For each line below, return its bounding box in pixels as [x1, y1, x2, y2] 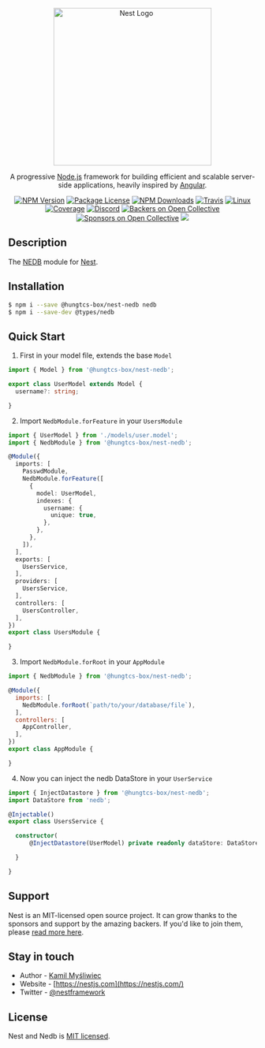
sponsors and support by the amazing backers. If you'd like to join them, [8, 919, 243, 928]
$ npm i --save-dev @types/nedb [8, 308, 114, 316]
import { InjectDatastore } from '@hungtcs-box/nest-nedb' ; [8, 789, 211, 797]
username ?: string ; [15, 387, 80, 396]
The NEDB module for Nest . [8, 257, 99, 266]
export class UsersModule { [8, 629, 101, 637]
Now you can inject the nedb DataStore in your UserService [19, 773, 213, 783]
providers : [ [15, 578, 58, 585]
